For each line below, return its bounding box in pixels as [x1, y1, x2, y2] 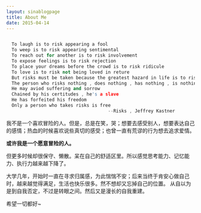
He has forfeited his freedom [11, 97, 87, 103]
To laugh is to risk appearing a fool [11, 41, 109, 48]
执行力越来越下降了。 [16, 159, 69, 167]
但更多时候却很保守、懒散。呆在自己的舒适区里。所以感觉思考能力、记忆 [6, 152, 184, 159]
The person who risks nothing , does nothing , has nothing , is [11, 80, 178, 87]
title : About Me [6, 14, 47, 20]
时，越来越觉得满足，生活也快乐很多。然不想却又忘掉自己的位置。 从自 [6, 180, 181, 187]
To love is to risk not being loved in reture [11, 69, 130, 75]
